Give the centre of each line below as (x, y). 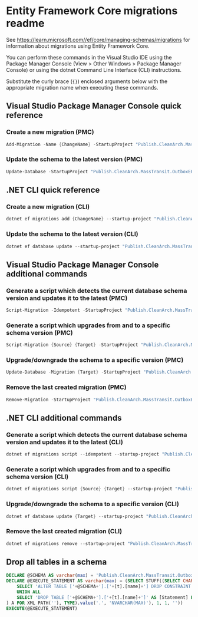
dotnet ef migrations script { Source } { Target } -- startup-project (89, 489)
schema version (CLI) (37, 477)
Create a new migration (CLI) (48, 206)
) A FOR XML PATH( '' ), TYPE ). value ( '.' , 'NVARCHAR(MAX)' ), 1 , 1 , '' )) (95, 603)
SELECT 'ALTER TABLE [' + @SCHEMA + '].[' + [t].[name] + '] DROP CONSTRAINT (104, 587)
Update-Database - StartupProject (47, 171)
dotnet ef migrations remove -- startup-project (66, 543)
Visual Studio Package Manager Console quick (94, 106)
